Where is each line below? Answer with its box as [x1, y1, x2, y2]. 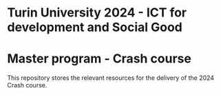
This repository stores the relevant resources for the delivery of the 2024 [7, 74, 215, 82]
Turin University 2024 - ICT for [7, 5, 187, 21]
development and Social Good [7, 19, 182, 35]
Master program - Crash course [7, 51, 191, 67]
